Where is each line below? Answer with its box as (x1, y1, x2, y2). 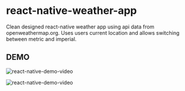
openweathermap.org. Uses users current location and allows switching (6, 29, 180, 36)
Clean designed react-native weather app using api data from (6, 23, 155, 30)
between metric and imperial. (6, 35, 77, 42)
